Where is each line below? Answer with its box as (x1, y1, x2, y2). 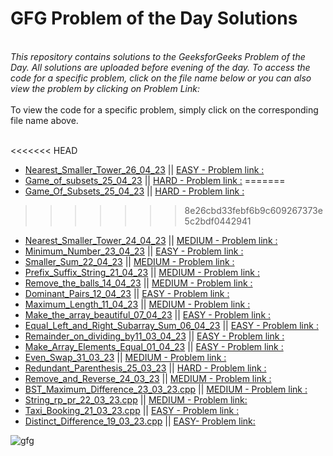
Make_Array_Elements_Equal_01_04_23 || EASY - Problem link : (24, 340, 284, 352)
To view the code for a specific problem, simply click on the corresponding (10, 103, 319, 116)
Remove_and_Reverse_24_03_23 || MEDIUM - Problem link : (24, 372, 272, 384)
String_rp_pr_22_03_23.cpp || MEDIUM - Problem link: (24, 393, 248, 406)
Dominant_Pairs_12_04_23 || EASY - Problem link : (24, 287, 230, 299)
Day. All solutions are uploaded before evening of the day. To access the (10, 61, 311, 73)
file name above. (10, 114, 79, 126)
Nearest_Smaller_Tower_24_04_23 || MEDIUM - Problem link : (24, 234, 278, 246)
